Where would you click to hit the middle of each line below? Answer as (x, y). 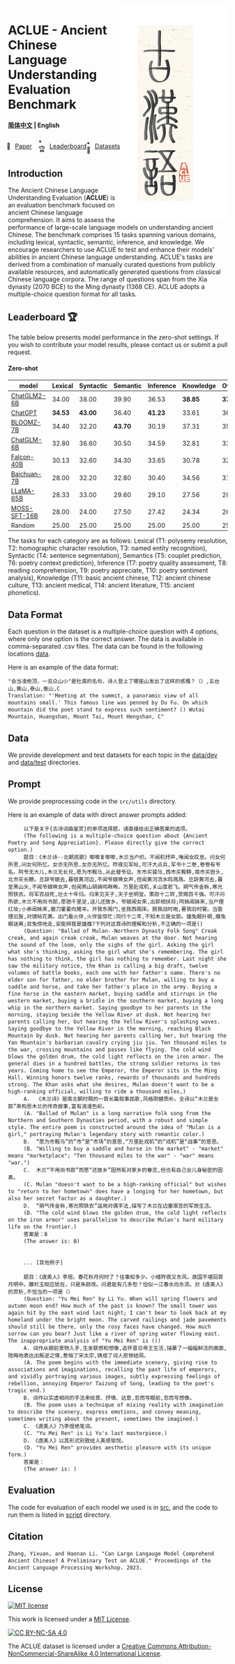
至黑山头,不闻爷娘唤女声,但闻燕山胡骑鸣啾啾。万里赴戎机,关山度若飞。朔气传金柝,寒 (113, 887)
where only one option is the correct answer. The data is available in (106, 639)
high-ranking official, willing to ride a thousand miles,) (97, 1091)
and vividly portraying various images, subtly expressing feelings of (114, 1376)
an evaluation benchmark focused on (61, 205)
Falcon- (22, 457)
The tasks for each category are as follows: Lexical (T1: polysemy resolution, (118, 541)
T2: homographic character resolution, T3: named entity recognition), (108, 548)
